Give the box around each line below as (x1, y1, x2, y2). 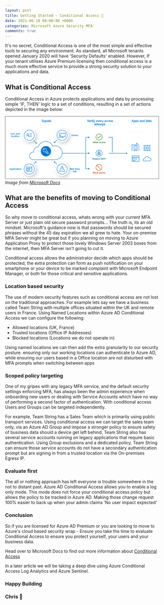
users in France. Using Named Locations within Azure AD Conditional (5, 309, 144, 316)
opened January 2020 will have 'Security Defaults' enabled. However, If (5, 53, 150, 59)
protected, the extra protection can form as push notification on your (5, 260, 143, 266)
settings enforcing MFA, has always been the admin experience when (5, 389, 145, 395)
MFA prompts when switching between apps (5, 360, 95, 366)
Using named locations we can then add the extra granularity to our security (5, 344, 159, 350)
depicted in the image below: (5, 106, 63, 112)
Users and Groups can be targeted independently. (5, 404, 106, 410)
